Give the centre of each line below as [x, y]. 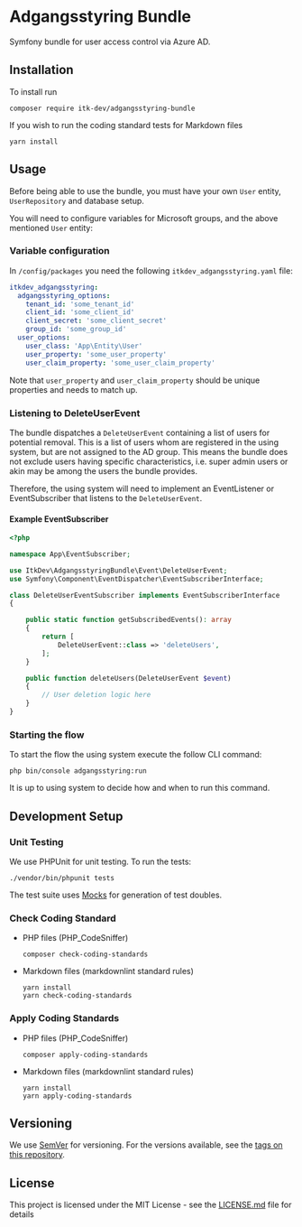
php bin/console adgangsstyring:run [78, 771]
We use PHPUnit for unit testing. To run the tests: [101, 861]
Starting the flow [47, 735]
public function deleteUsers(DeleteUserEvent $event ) [128, 678]
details [22, 1214]
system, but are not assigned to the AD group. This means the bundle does [149, 451]
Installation [41, 70]
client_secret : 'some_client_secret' [96, 321]
